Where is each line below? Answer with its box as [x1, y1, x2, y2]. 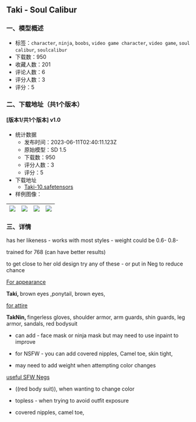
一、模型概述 [6, 24, 44, 33]
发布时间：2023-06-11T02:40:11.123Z [24, 138, 117, 146]
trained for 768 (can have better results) [6, 249, 106, 256]
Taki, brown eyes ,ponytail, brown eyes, [6, 290, 106, 298]
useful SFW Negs [6, 373, 50, 381]
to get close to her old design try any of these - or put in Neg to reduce [6, 260, 183, 267]
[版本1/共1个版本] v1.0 [6, 116, 61, 124]
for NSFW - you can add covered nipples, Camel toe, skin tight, [15, 350, 173, 357]
